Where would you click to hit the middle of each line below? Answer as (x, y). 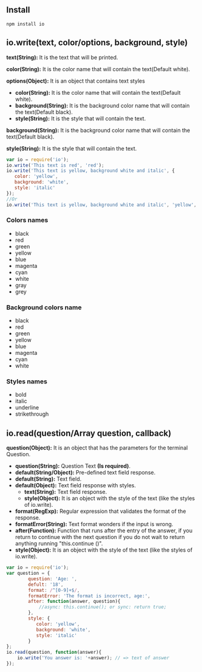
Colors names (27, 220)
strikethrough (32, 414)
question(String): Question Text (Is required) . (73, 466)
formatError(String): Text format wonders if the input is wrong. (94, 524)
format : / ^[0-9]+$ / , (54, 590)
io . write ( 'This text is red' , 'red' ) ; (55, 165)
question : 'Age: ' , (53, 579)
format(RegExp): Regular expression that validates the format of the (100, 511)
